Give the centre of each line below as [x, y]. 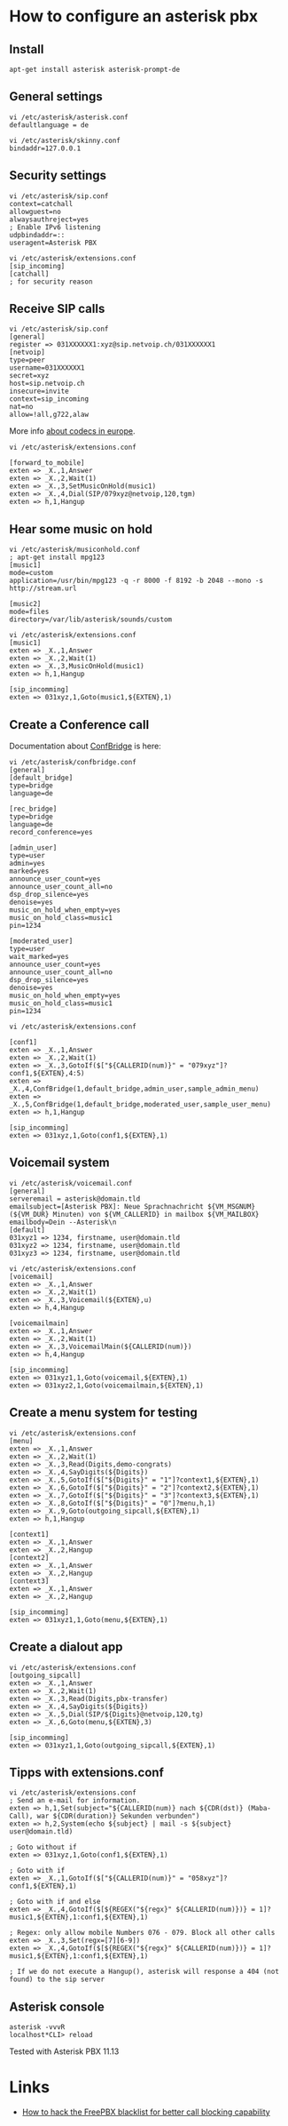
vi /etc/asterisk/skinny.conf [65, 140]
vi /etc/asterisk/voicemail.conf [71, 1183]
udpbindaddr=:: [37, 235]
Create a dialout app [66, 1647]
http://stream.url [43, 588]
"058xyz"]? [207, 1878]
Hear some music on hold [81, 529]
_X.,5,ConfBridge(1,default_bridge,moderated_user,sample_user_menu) [140, 1105]
